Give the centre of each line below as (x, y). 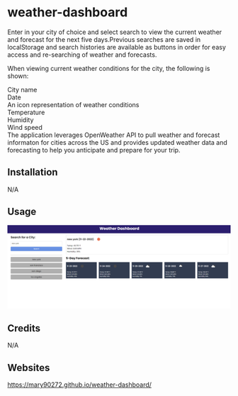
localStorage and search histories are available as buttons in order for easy (117, 47)
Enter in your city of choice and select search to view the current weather (115, 32)
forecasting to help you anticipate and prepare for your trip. (94, 150)
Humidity (21, 120)
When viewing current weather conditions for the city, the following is (109, 68)
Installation (33, 172)
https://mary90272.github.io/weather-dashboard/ (80, 385)
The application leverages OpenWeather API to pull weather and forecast (114, 135)
